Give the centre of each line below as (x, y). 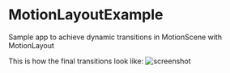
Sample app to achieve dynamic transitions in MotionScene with (115, 37)
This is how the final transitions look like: (76, 61)
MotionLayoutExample (86, 15)
